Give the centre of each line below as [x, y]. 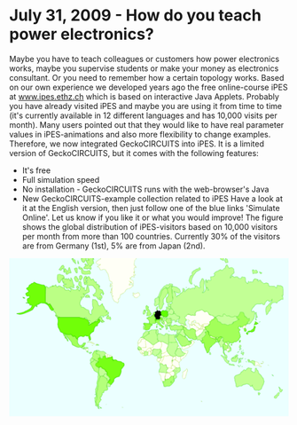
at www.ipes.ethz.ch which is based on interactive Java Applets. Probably [144, 96]
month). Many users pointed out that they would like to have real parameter [147, 124]
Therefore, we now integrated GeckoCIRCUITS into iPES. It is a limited [137, 144]
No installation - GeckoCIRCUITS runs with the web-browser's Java [145, 189]
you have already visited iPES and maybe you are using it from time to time [146, 106]
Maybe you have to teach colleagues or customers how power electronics [145, 59]
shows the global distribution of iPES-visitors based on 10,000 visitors [149, 226]
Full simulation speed [61, 179]
